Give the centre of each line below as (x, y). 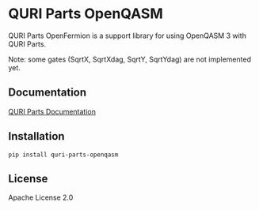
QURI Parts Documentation (52, 111)
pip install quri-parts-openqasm (63, 155)
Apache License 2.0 (41, 197)
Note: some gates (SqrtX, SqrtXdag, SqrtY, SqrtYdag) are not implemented (130, 59)
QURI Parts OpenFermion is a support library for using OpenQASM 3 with (128, 36)
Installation (36, 136)
